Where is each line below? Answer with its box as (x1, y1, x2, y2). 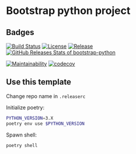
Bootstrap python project (6, 4, 131, 17)
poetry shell (6, 142, 38, 148)
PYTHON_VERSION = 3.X (6, 115, 54, 121)
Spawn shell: (6, 131, 37, 138)
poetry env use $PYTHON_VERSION (6, 121, 85, 127)
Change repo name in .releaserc (6, 92, 86, 100)
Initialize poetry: (6, 104, 45, 111)
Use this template (6, 77, 72, 87)
